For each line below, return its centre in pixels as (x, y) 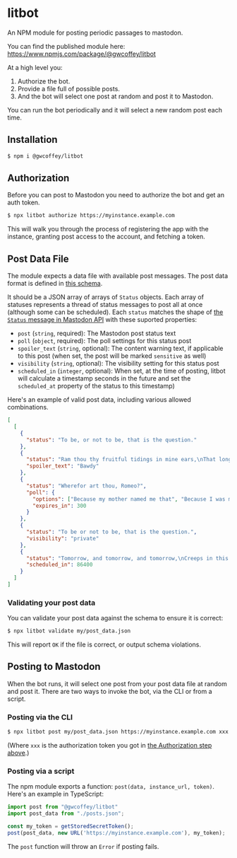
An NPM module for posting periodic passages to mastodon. (95, 33)
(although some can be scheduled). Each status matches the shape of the (115, 312)
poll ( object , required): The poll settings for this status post (104, 341)
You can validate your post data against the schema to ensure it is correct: (115, 618)
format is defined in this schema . (55, 284)
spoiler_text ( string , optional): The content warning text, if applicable (120, 349)
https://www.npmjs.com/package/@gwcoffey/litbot (82, 54)
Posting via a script (41, 771)
